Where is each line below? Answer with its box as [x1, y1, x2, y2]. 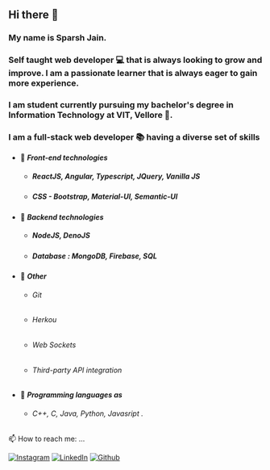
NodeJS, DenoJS [31, 231, 90, 241]
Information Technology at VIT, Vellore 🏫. [8, 110, 173, 121]
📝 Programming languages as [19, 390, 123, 400]
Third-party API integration [31, 365, 123, 375]
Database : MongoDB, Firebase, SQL [31, 251, 157, 261]
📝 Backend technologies [19, 212, 104, 222]
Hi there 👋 [8, 8, 59, 22]
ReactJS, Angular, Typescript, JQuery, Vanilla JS [31, 171, 201, 182]
